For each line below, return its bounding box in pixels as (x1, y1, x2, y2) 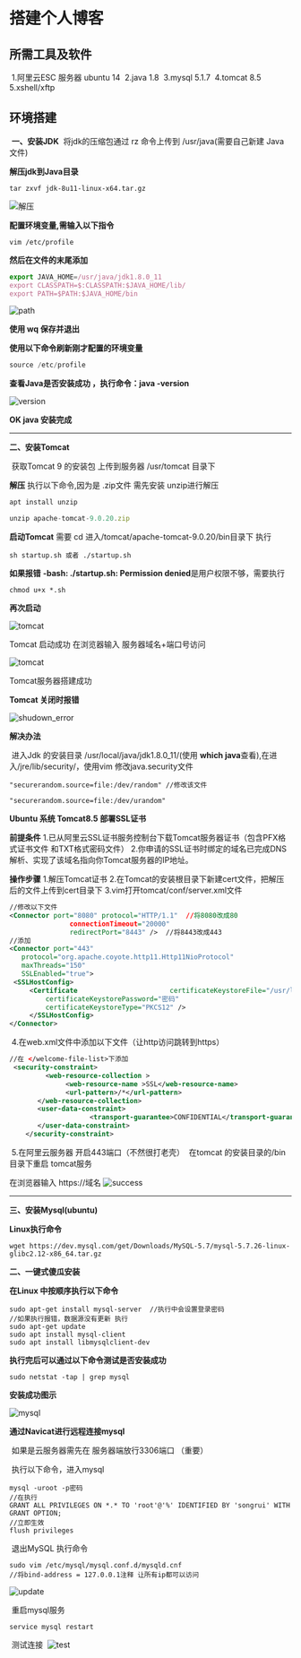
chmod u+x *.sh (9, 586, 66, 595)
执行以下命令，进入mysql (11, 1464, 105, 1474)
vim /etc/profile (9, 237, 74, 246)
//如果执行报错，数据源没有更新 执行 (9, 1314, 128, 1323)
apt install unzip (9, 498, 78, 507)
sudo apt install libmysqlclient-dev (9, 1337, 150, 1347)
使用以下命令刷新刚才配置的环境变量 (9, 342, 143, 354)
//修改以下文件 (9, 902, 58, 912)
